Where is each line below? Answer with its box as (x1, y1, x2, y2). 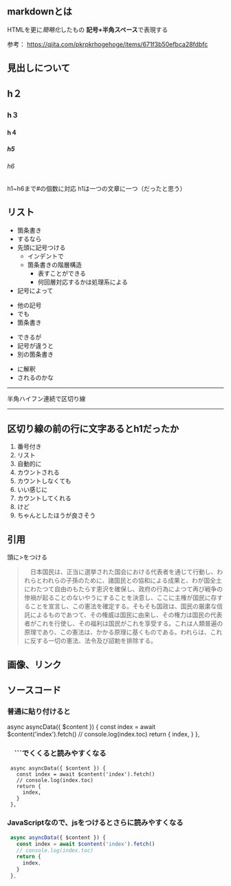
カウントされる (16, 468, 60, 477)
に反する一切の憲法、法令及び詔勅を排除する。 (23, 637, 157, 645)
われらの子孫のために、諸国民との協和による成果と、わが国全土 (42, 577, 222, 585)
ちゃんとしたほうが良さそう (16, 511, 96, 519)
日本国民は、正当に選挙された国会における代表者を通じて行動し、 (30, 568, 217, 576)
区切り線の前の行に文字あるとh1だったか (7, 422, 179, 435)
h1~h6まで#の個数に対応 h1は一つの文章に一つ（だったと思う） (7, 184, 186, 192)
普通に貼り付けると (7, 706, 71, 716)
